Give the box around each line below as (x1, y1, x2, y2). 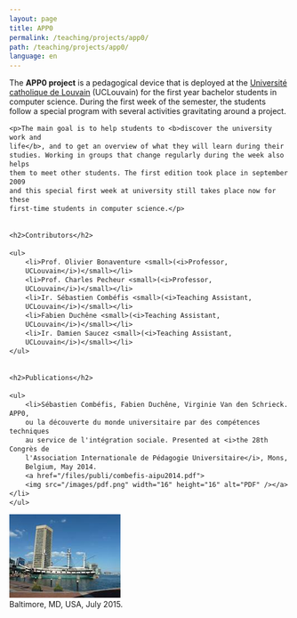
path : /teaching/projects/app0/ (9, 43, 129, 52)
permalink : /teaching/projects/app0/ (9, 33, 149, 42)
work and (9, 134, 42, 142)
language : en (9, 52, 58, 61)
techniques (9, 427, 50, 436)
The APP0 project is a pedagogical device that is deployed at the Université (9, 77, 287, 88)
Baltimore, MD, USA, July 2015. (9, 599, 124, 610)
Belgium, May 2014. (25, 463, 98, 472)
